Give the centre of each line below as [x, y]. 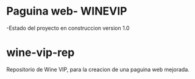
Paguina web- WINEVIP [67, 11]
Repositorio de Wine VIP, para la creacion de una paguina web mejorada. [98, 69]
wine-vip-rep [41, 53]
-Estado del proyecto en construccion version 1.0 [68, 28]
